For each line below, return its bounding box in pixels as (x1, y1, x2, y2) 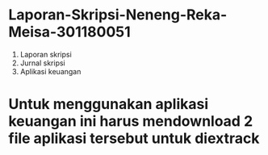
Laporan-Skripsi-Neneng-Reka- (8, 6, 228, 24)
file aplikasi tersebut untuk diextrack (8, 129, 260, 148)
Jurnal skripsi (19, 58, 66, 68)
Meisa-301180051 (8, 23, 131, 41)
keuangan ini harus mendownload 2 (8, 112, 253, 131)
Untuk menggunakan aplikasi (8, 95, 209, 114)
